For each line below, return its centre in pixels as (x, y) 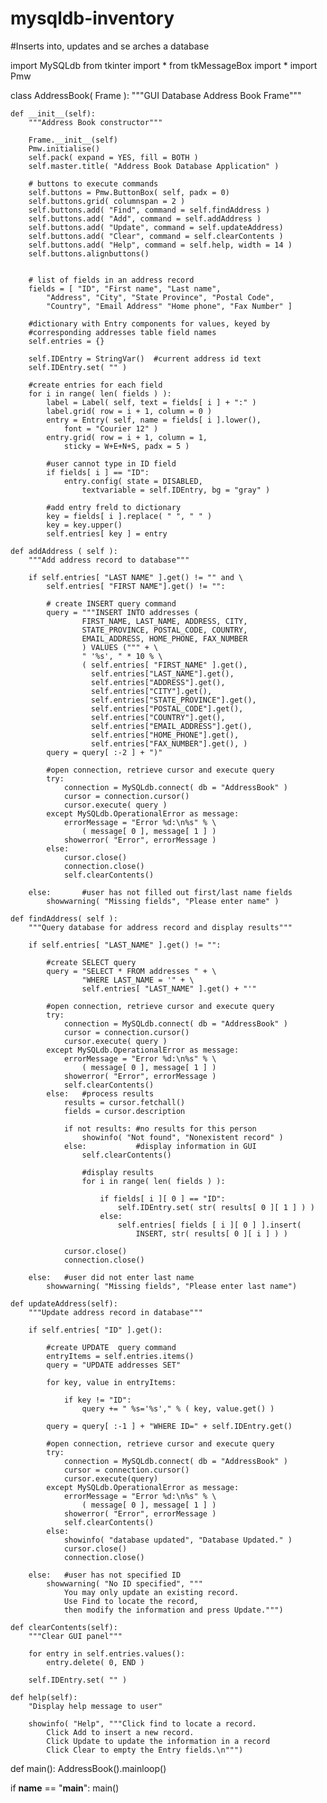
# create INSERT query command (111, 603)
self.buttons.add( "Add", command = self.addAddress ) (145, 218)
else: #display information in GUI (160, 1146)
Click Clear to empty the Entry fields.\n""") (145, 1750)
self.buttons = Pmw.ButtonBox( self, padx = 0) (129, 192)
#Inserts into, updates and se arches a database (110, 46)
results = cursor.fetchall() (124, 1102)
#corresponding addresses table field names (122, 332)
